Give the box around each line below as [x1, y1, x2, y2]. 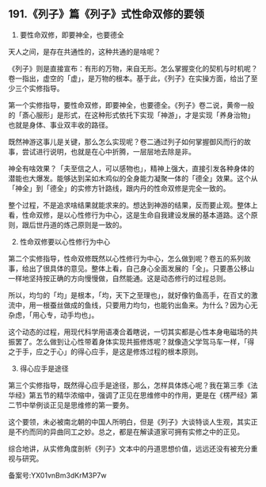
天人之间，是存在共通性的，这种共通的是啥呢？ [8, 47, 161, 56]
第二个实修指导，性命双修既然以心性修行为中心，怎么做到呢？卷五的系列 [8, 253, 244, 263]
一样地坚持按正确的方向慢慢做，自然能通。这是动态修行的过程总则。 [8, 273, 230, 283]
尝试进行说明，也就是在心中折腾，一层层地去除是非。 [21, 146, 196, 156]
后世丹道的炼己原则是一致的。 [28, 220, 127, 230]
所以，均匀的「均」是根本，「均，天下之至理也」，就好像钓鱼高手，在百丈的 [8, 290, 251, 299]
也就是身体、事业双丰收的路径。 [8, 120, 112, 129]
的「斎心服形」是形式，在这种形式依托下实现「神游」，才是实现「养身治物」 [8, 110, 255, 120]
